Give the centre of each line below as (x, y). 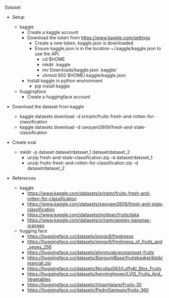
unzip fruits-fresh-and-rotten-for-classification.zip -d (82, 163)
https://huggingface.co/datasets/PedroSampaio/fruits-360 (88, 290)
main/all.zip (39, 263)
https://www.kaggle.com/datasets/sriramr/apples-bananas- (89, 220)
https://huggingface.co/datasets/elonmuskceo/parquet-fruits (91, 252)
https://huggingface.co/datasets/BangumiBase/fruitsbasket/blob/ (95, 258)
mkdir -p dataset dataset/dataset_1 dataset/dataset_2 (75, 152)
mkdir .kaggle (57, 65)
